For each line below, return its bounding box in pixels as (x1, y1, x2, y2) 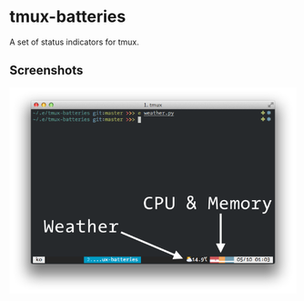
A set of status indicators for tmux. (9, 36, 139, 47)
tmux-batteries (9, 6, 127, 27)
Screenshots (9, 63, 84, 78)
